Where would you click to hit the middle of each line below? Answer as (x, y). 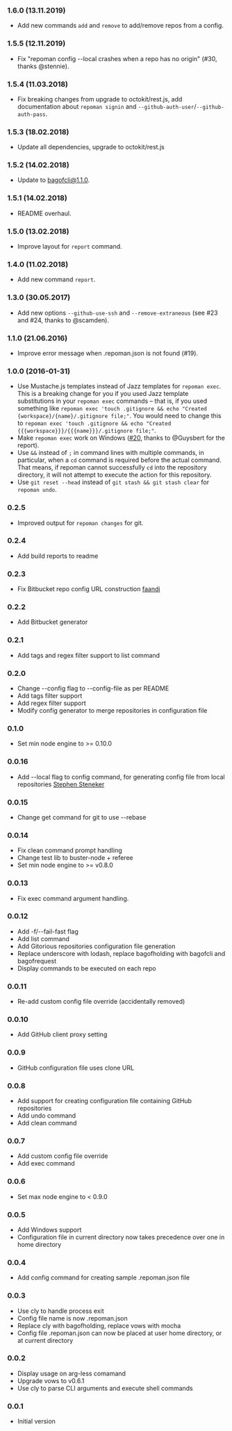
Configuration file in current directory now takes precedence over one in (121, 1237)
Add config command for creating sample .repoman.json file (103, 1277)
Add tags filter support (50, 696)
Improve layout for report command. (70, 247)
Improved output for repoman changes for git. (80, 522)
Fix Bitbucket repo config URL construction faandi (89, 589)
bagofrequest (37, 961)
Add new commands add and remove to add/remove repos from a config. (121, 26)
